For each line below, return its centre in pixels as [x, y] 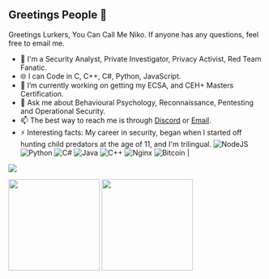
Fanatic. [33, 67]
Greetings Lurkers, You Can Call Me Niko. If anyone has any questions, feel [134, 34]
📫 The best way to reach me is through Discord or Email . [116, 120]
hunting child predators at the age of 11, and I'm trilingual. [116, 144]
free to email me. [36, 43]
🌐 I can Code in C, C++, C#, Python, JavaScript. [100, 76]
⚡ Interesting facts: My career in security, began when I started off [131, 132]
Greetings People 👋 [58, 15]
